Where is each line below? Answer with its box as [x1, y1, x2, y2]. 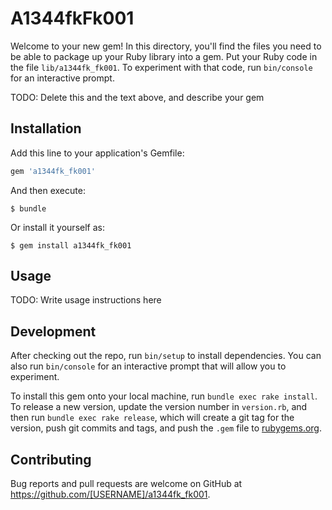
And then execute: [10, 184, 86, 196]
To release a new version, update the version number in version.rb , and [10, 401, 308, 413]
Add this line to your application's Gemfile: [10, 147, 185, 159]
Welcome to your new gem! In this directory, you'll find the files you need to [10, 40, 322, 52]
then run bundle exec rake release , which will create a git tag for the [10, 412, 295, 424]
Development [10, 323, 97, 340]
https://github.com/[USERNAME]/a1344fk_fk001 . [10, 488, 211, 501]
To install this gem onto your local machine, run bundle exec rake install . [10, 390, 318, 402]
